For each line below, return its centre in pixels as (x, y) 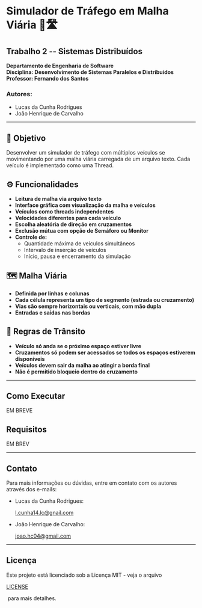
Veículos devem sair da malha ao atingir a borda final (82, 365)
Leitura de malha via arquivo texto (58, 198)
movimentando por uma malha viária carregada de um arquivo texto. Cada (98, 159)
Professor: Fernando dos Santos (47, 78)
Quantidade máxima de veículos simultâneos (79, 243)
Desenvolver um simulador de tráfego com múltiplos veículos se (86, 153)
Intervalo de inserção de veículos (65, 250)
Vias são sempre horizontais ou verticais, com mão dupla (88, 306)
